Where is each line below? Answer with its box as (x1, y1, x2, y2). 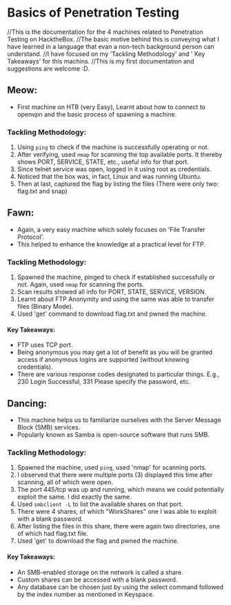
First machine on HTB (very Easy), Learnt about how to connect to (17, 102, 205, 111)
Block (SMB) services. (17, 423, 81, 432)
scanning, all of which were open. (17, 478, 114, 486)
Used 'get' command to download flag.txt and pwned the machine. (17, 309, 208, 318)
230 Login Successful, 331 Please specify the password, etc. (17, 378, 191, 386)
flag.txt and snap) (17, 187, 68, 195)
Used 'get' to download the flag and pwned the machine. (17, 537, 179, 545)
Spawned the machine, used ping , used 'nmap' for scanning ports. (17, 463, 207, 472)
